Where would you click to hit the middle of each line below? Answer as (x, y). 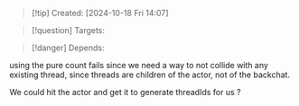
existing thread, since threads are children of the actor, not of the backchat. (150, 75)
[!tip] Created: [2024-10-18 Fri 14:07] (100, 13)
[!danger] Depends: (68, 48)
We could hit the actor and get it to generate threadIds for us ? (125, 92)
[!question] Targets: (68, 30)
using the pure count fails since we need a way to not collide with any (139, 65)
